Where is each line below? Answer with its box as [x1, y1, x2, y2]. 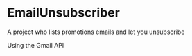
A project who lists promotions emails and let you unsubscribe [7, 28, 185, 36]
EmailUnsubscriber [7, 5, 120, 21]
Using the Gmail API [7, 41, 64, 49]
